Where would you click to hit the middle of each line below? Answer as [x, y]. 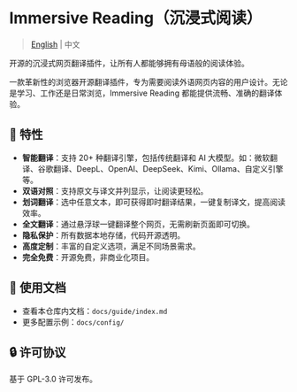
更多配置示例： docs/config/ [73, 322]
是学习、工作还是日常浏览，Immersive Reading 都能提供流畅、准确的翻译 [142, 93]
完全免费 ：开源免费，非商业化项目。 [88, 257]
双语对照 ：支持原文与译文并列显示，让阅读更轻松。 [115, 190]
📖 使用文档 [38, 288]
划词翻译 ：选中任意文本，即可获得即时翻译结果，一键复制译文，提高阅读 [153, 202]
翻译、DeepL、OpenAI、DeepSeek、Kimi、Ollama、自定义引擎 [168, 168]
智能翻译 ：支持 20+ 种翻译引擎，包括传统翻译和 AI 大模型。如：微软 [146, 158]
